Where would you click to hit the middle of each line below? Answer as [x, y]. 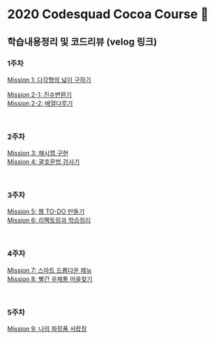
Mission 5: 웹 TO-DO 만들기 [46, 211]
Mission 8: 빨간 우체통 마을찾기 [50, 279]
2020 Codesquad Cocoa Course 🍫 [108, 14]
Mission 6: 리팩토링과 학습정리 [49, 220]
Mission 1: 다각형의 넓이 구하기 [49, 80]
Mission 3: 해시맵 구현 [38, 153]
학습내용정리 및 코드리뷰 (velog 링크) [82, 42]
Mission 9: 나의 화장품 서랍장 [47, 329]
